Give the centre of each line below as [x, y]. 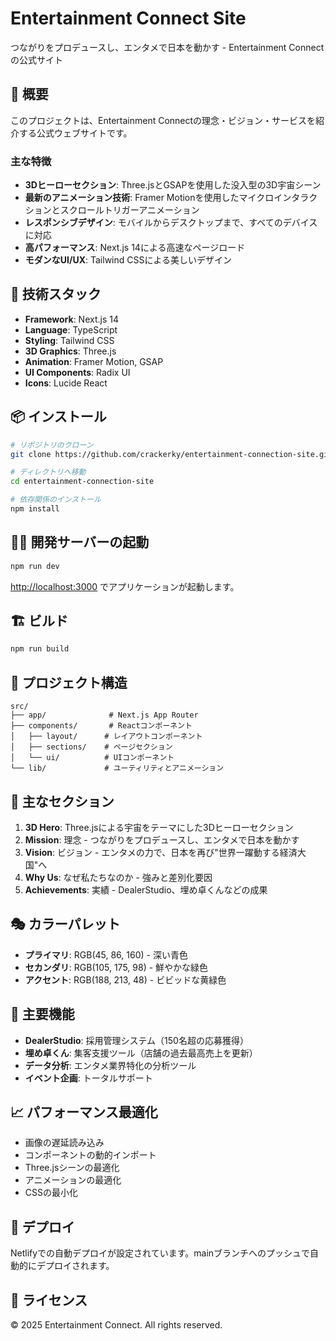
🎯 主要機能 [42, 1014]
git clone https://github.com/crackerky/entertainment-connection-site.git [171, 454]
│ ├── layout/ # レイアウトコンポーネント [106, 737]
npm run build [40, 649]
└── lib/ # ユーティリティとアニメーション [117, 768]
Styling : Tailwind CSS [69, 340]
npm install [35, 509]
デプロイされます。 [75, 1266]
